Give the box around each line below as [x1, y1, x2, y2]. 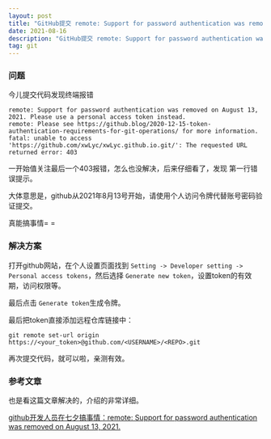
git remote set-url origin [8, 331, 100, 340]
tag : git [8, 42, 38, 50]
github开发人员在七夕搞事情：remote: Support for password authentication [8, 413, 257, 423]
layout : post [8, 11, 53, 20]
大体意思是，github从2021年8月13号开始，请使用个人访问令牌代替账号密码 [8, 191, 256, 201]
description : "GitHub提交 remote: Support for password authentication [8, 34, 252, 43]
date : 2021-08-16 [8, 27, 67, 35]
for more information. [181, 127, 259, 136]
